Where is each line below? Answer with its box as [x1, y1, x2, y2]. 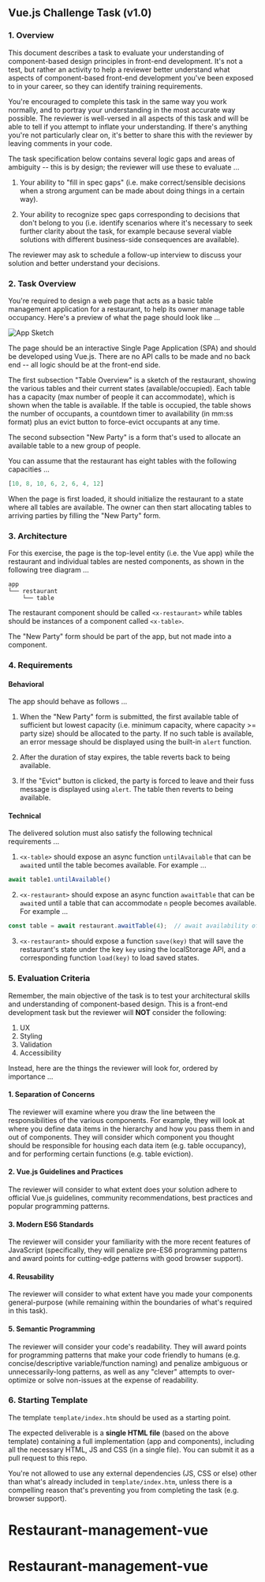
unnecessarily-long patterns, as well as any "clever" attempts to [8, 1367, 217, 1376]
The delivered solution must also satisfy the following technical [8, 828, 213, 838]
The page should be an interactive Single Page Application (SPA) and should [8, 343, 256, 353]
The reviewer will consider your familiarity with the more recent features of [8, 1237, 251, 1247]
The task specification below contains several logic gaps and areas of [8, 154, 235, 163]
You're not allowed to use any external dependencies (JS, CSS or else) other [8, 1468, 257, 1478]
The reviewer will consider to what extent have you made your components [8, 1289, 253, 1299]
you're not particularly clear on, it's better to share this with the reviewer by [8, 130, 253, 140]
